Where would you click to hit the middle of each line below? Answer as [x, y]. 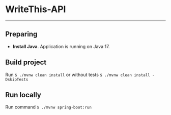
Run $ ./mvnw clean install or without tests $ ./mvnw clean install [78, 74]
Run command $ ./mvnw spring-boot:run [48, 107]
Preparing [21, 34]
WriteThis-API [36, 9]
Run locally [23, 95]
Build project [26, 63]
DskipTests [17, 80]
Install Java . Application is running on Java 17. [61, 46]
